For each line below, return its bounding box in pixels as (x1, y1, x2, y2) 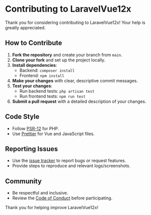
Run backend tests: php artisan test (19, 88, 95, 94)
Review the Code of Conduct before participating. (12, 195, 112, 201)
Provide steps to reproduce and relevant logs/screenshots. (12, 163, 130, 169)
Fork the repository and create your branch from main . (12, 52, 123, 58)
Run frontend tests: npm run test (19, 93, 86, 99)
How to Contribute (5, 39, 63, 47)
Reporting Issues (5, 145, 58, 153)
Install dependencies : (12, 62, 57, 68)
